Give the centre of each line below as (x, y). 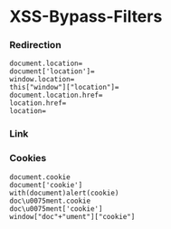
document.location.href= (56, 95)
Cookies (28, 158)
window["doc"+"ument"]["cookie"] (72, 216)
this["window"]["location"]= (64, 88)
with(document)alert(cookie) (64, 193)
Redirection (35, 45)
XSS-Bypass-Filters (86, 17)
